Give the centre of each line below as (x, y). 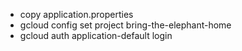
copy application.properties (76, 14)
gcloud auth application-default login (96, 35)
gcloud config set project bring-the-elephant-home (125, 25)
